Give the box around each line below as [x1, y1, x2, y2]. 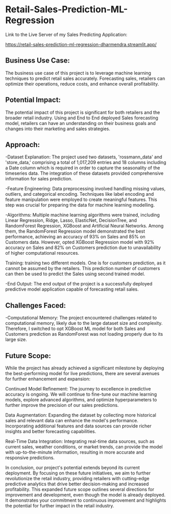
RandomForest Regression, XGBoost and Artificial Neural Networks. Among [5, 223, 164, 229]
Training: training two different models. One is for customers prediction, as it [5, 260, 166, 266]
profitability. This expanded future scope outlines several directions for [5, 486, 155, 492]
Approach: [5, 140, 40, 149]
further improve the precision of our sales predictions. [5, 402, 119, 408]
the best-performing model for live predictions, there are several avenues [5, 371, 160, 376]
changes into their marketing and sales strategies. [5, 126, 111, 132]
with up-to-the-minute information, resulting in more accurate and [5, 449, 144, 455]
